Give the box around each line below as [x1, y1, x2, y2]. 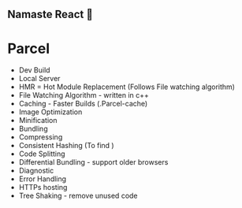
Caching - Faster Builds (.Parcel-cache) [18, 99, 148, 109]
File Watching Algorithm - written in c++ [18, 91, 149, 100]
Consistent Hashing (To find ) [18, 141, 115, 150]
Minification [18, 116, 58, 125]
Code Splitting [18, 149, 65, 158]
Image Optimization [18, 107, 83, 117]
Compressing [18, 132, 63, 142]
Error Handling [18, 174, 67, 184]
